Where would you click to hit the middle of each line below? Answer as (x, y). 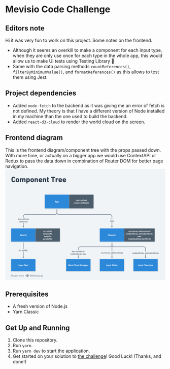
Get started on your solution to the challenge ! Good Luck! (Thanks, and (87, 356)
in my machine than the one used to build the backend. (70, 116)
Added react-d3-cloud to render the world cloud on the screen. (79, 122)
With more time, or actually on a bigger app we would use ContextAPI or (81, 155)
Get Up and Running (38, 328)
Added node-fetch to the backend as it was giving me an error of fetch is (89, 105)
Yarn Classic (26, 312)
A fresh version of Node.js (40, 306)
